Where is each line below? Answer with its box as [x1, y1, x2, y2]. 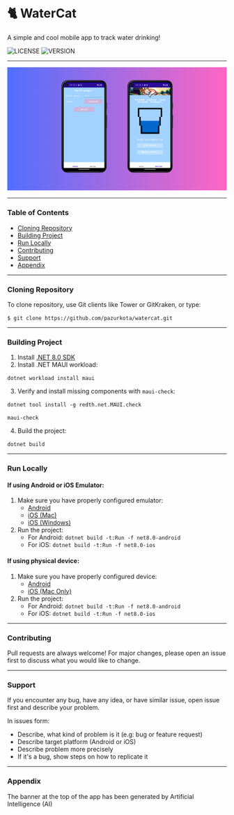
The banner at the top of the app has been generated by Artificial [7, 792, 194, 800]
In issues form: [7, 717, 50, 725]
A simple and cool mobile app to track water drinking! [7, 33, 161, 42]
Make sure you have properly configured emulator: [17, 496, 164, 505]
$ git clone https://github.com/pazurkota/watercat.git [7, 315, 173, 322]
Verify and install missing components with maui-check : [17, 387, 175, 395]
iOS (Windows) [27, 519, 71, 527]
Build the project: [17, 427, 67, 435]
